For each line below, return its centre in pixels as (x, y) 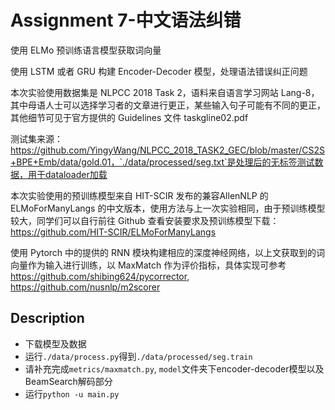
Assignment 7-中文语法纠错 (126, 20)
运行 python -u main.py (72, 393)
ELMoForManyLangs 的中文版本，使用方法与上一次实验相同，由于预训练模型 (168, 208)
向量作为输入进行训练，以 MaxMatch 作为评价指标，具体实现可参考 (148, 265)
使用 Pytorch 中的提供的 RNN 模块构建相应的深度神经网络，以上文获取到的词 (168, 252)
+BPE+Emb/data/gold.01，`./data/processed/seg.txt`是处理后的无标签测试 (162, 162)
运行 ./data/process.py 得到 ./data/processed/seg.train (138, 356)
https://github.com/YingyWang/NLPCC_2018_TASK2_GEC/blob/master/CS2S (168, 150)
